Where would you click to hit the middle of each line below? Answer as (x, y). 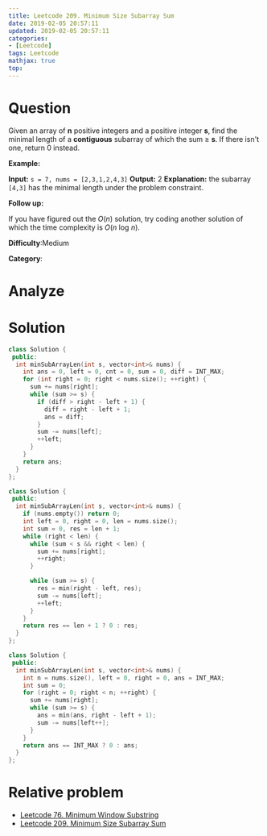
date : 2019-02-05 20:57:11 (53, 23)
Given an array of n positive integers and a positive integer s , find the (123, 131)
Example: (25, 163)
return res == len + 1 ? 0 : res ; (80, 626)
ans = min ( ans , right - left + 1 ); (97, 715)
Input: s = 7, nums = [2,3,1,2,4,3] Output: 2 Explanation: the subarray (130, 179)
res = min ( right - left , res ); (90, 589)
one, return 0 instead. (44, 148)
